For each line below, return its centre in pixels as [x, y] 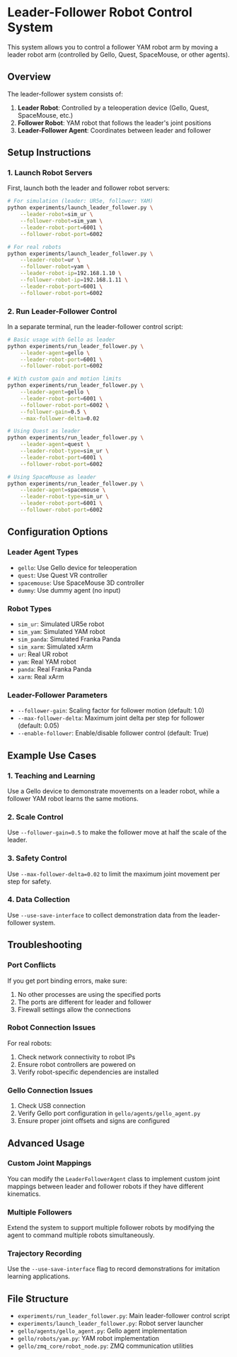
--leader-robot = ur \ [50, 260]
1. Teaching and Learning [51, 776]
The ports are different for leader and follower [85, 1002]
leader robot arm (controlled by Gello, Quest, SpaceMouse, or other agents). [118, 55]
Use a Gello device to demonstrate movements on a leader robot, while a [114, 791]
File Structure [38, 1299]
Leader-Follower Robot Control [100, 12]
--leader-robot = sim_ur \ [57, 214]
